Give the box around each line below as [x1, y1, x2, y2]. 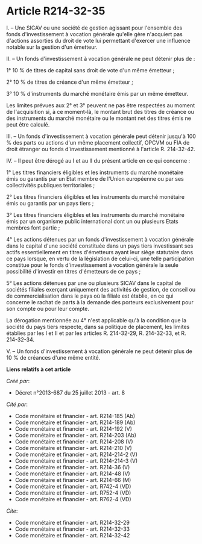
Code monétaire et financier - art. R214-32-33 [14, 525, 130, 533]
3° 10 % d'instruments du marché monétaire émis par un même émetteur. [6, 90, 189, 97]
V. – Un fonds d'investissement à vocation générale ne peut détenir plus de [6, 348, 193, 355]
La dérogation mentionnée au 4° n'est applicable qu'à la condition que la [6, 316, 187, 324]
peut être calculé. [6, 120, 50, 128]
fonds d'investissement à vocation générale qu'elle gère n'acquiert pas [6, 30, 183, 37]
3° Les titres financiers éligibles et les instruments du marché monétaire [6, 211, 185, 218]
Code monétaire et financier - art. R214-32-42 [14, 531, 130, 539]
